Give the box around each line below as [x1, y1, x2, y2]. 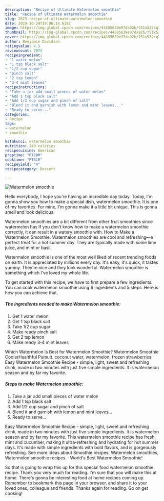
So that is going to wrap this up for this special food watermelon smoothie [5, 464, 154, 471]
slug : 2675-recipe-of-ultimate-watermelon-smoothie [5, 16, 112, 21]
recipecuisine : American [5, 148, 56, 153]
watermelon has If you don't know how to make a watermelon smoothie [5, 224, 149, 230]
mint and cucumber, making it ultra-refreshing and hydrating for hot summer [5, 439, 159, 445]
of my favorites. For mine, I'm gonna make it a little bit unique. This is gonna [5, 204, 157, 210]
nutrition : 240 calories [5, 144, 56, 149]
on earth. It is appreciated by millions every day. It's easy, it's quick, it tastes [5, 259, 159, 265]
